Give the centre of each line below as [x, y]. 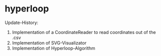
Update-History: [21, 22]
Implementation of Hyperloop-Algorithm [53, 48]
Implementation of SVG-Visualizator [49, 42]
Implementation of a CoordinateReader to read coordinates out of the [84, 32]
